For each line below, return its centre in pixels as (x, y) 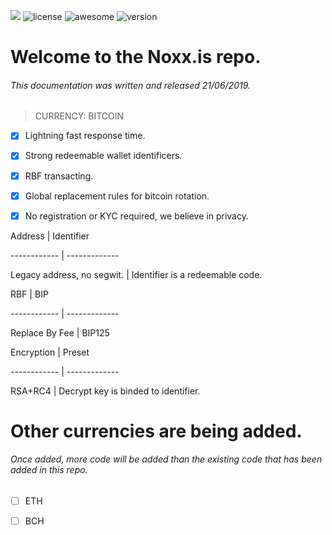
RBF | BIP (29, 294)
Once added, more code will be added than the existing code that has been (166, 459)
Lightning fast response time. (85, 136)
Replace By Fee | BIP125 (60, 332)
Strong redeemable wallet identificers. (103, 156)
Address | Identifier (50, 236)
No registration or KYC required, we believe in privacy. (136, 216)
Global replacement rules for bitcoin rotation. (117, 196)
